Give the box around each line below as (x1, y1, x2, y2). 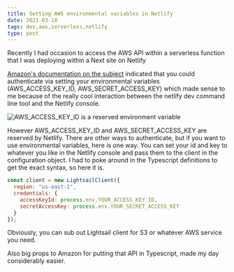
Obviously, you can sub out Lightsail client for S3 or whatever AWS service (7, 228, 222, 237)
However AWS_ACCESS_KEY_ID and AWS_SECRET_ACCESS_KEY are (7, 126, 207, 135)
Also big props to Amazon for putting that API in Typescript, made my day (7, 249, 219, 258)
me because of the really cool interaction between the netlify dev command (7, 92, 226, 100)
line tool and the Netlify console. (7, 99, 101, 108)
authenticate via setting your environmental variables (7, 77, 160, 86)
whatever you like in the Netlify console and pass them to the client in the (7, 149, 219, 157)
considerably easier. (7, 257, 66, 265)
